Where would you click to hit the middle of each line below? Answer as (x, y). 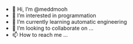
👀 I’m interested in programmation (54, 15)
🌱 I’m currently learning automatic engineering (70, 22)
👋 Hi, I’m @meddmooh (40, 9)
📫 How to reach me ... (40, 35)
